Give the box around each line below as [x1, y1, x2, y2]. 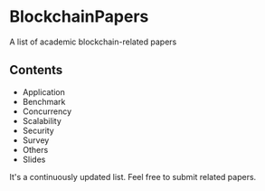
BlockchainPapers [9, 6, 149, 27]
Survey [22, 134, 50, 146]
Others [22, 144, 49, 155]
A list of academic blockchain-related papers [9, 36, 177, 47]
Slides [22, 154, 46, 165]
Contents [9, 62, 63, 78]
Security [22, 125, 54, 136]
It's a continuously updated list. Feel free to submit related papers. [9, 171, 257, 182]
